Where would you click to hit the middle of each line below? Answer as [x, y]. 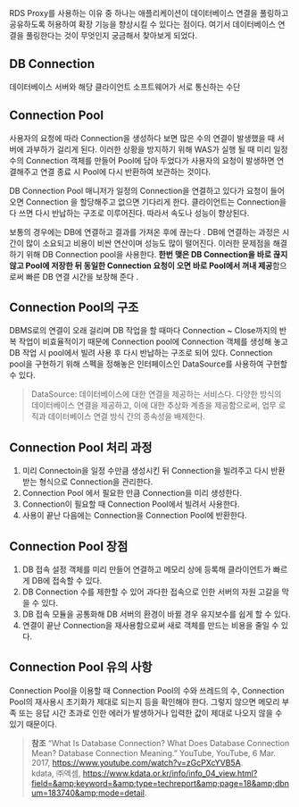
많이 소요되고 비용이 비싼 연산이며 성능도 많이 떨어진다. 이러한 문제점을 [148, 243]
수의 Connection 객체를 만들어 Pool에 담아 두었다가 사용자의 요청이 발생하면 [142, 160]
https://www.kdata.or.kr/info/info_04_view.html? [170, 773]
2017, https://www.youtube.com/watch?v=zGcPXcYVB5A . [137, 762]
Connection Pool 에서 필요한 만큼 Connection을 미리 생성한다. [132, 493]
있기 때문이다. [33, 724]
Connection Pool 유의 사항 [81, 667]
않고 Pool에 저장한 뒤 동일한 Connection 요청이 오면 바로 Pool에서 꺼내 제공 [141, 265]
